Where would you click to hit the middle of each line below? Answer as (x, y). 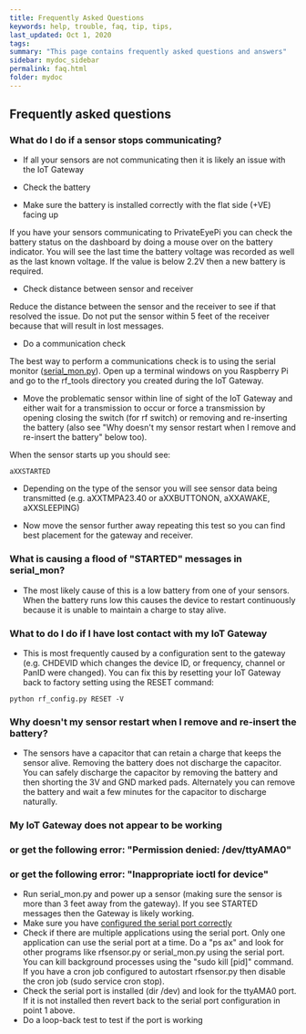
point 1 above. (49, 1010)
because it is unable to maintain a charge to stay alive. (124, 610)
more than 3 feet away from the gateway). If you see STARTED (140, 903)
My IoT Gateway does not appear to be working (116, 825)
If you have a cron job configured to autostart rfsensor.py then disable (154, 972)
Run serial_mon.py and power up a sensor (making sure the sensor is (152, 894)
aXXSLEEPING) (51, 508)
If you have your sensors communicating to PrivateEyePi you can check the (151, 233)
